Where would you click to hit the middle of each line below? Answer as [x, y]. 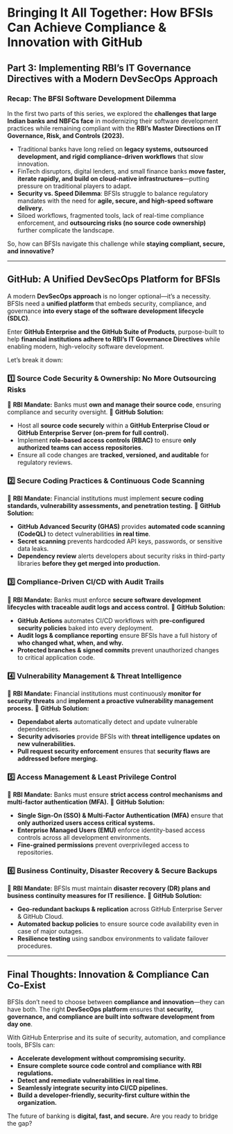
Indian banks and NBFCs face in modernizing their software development [113, 121]
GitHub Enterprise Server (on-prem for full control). [93, 432]
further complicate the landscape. [66, 230]
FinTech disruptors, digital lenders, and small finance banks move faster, [121, 171]
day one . [20, 1024]
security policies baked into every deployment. [85, 628]
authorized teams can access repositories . [80, 447]
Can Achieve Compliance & [87, 27]
